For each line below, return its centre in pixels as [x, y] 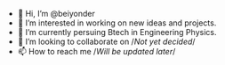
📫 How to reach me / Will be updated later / [96, 51]
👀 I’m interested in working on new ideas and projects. [117, 23]
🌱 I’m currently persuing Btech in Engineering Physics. [117, 32]
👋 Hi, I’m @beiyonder [56, 14]
